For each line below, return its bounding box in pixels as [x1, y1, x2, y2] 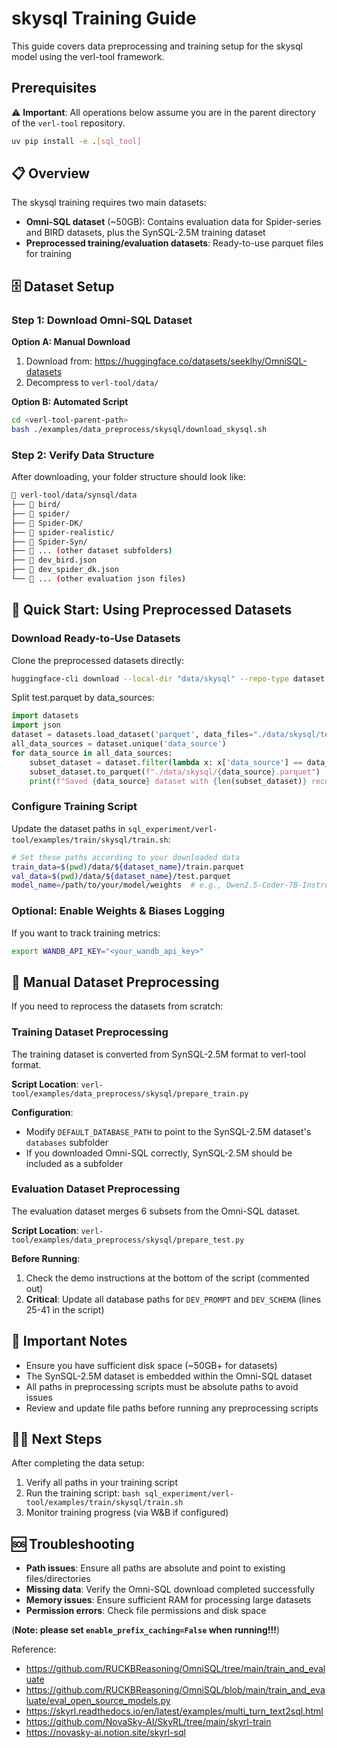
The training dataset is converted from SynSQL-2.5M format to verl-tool [11, 1048, 306, 1060]
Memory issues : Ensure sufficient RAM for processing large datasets [25, 1594, 312, 1606]
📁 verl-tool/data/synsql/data [11, 490, 138, 501]
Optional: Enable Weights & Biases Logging [11, 904, 226, 918]
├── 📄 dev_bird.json [11, 555, 98, 566]
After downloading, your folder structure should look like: [11, 471, 247, 483]
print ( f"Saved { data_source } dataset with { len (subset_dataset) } [29, 776, 308, 786]
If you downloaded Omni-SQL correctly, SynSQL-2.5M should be [25, 1147, 293, 1159]
